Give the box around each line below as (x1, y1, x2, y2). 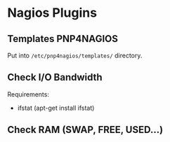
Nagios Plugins (7, 5, 97, 21)
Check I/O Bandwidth (7, 71, 103, 83)
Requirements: (7, 90, 49, 99)
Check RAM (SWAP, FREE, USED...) (7, 124, 164, 136)
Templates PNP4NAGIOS (7, 33, 118, 45)
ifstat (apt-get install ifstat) (17, 104, 95, 112)
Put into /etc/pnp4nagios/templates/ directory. (7, 51, 143, 59)
